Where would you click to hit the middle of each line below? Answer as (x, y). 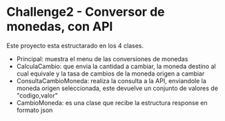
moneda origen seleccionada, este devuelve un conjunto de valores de (117, 88)
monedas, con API (60, 26)
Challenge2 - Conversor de (86, 12)
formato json (35, 110)
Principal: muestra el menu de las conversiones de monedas (102, 58)
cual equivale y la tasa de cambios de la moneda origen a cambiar (110, 74)
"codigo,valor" (37, 95)
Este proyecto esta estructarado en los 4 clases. (75, 45)
